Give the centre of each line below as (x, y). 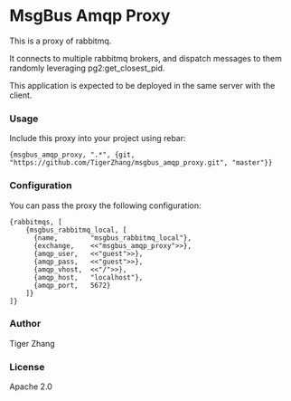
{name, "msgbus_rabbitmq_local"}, (113, 238)
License (27, 367)
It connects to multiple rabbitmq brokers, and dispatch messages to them (145, 58)
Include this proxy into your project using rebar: (98, 138)
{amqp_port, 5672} (72, 285)
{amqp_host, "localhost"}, (88, 277)
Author (25, 324)
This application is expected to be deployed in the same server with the (142, 85)
